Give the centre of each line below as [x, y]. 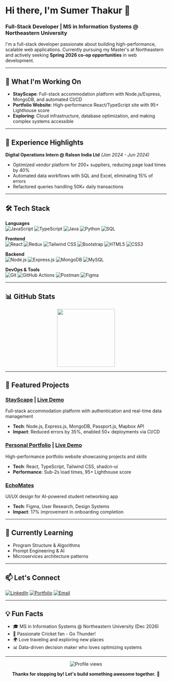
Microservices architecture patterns [50, 556]
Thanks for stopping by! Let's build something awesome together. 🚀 [86, 674]
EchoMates [20, 485]
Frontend [15, 238]
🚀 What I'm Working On [43, 82]
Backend [15, 254]
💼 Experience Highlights [44, 142]
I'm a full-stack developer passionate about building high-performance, [81, 44]
